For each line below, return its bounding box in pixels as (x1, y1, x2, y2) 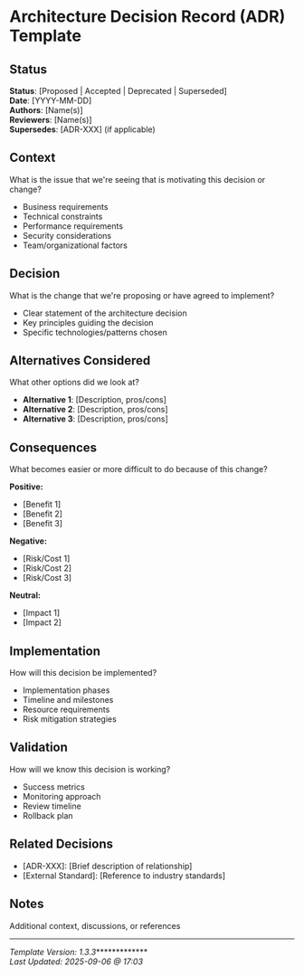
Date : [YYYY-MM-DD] (9, 95, 92, 106)
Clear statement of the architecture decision (22, 308, 187, 318)
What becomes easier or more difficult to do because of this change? (9, 464, 269, 475)
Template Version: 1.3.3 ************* (9, 946, 148, 957)
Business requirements (22, 201, 109, 212)
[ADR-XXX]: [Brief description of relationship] (22, 860, 193, 871)
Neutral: (9, 590, 41, 601)
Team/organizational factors (22, 240, 128, 251)
